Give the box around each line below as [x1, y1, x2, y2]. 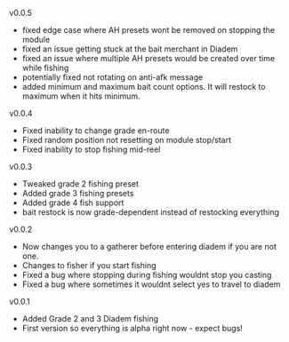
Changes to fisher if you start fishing [21, 260, 157, 270]
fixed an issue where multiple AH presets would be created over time [21, 53, 276, 63]
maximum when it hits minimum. [21, 91, 140, 101]
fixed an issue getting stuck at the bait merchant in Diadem [21, 44, 238, 54]
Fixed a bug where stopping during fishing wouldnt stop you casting [21, 270, 272, 280]
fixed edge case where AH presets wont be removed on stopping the [21, 25, 276, 35]
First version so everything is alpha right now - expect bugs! [21, 323, 243, 333]
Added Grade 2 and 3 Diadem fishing [21, 314, 159, 323]
